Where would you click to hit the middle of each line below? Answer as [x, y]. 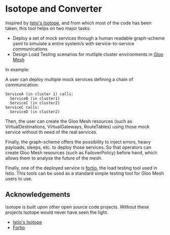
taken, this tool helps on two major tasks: [48, 28]
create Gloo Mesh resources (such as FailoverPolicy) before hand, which [81, 152]
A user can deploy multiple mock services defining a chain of [69, 79]
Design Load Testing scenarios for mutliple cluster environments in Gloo [88, 54]
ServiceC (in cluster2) [35, 103]
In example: [17, 70]
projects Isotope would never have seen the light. [57, 212]
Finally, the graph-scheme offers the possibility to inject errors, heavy [78, 142]
